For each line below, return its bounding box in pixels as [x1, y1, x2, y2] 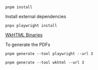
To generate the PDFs [5, 41, 50, 47]
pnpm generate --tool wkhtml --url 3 [5, 60, 84, 65]
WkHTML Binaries [5, 32, 43, 37]
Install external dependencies [5, 13, 66, 19]
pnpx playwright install [5, 23, 57, 28]
